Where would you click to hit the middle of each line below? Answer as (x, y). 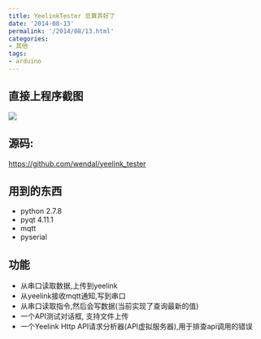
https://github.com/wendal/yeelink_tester (77, 163)
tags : (17, 54)
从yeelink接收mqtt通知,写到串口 (73, 296)
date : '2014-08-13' (41, 24)
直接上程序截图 (46, 96)
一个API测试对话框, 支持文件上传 (74, 316)
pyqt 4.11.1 (37, 219)
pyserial (33, 237)
